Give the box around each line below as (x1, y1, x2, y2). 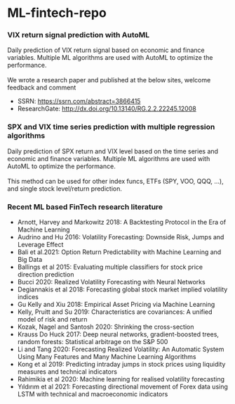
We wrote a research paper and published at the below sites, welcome (7, 76, 211, 84)
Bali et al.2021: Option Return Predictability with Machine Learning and (17, 248, 222, 256)
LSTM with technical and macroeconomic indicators (17, 390, 168, 398)
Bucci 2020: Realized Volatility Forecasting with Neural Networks (17, 278, 206, 286)
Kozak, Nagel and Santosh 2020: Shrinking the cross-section (17, 322, 194, 332)
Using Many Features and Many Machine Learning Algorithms (17, 353, 196, 361)
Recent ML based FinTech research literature (7, 202, 163, 212)
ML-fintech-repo (7, 5, 107, 21)
